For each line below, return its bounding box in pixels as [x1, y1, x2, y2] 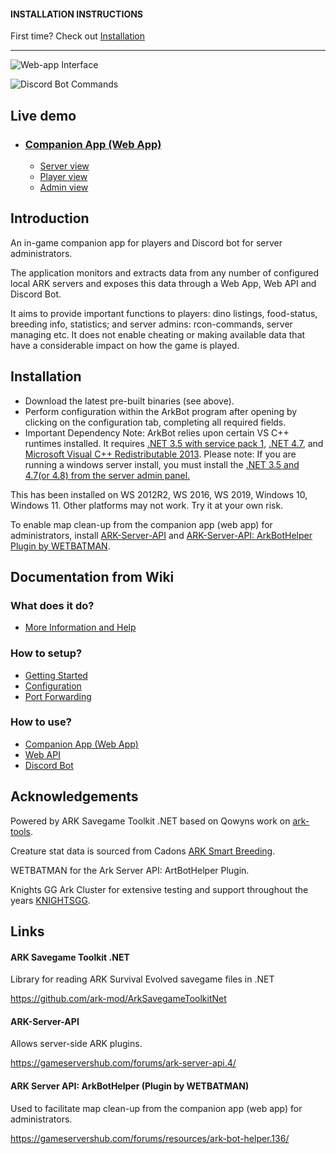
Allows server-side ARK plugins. [10, 1038, 143, 1050]
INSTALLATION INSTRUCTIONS [10, 8, 144, 20]
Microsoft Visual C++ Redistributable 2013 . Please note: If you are [24, 448, 297, 460]
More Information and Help [24, 621, 137, 634]
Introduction [10, 210, 90, 227]
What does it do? [10, 598, 95, 612]
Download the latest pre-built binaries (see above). [24, 395, 235, 407]
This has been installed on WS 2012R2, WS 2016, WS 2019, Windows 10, [10, 488, 308, 500]
